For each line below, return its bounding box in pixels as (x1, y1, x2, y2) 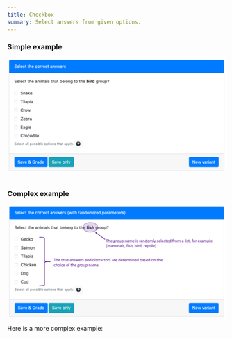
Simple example (7, 42, 63, 52)
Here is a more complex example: (7, 324, 103, 332)
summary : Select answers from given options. (7, 18, 141, 26)
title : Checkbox (7, 11, 54, 18)
